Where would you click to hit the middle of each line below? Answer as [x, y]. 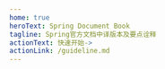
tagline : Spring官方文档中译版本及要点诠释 [83, 34]
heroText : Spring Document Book [69, 26]
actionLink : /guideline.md [60, 51]
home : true [30, 17]
